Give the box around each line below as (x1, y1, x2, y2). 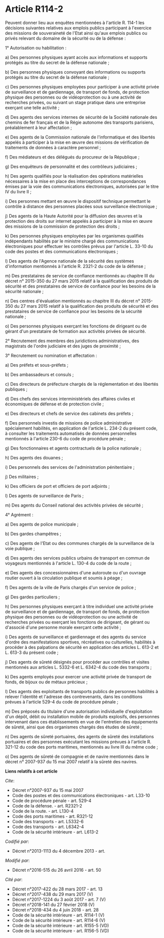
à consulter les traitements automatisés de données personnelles (5, 430, 137, 436)
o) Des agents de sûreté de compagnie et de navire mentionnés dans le (5, 753, 149, 759)
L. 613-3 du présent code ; (5, 649, 59, 655)
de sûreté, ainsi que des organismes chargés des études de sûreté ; (5, 724, 142, 730)
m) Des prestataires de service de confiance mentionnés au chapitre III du (5, 272, 155, 278)
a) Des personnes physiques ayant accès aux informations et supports (5, 54, 148, 60)
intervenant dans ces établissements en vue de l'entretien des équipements (5, 719, 158, 724)
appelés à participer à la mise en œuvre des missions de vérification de (5, 139, 149, 145)
